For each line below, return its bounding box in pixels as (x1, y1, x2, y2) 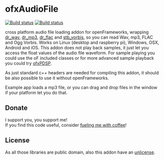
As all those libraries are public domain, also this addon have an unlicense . (5, 149, 156, 155)
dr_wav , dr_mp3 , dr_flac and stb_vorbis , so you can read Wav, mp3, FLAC (5, 34, 153, 40)
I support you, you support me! (5, 116, 68, 123)
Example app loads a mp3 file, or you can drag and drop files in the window (5, 84, 158, 90)
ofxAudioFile (5, 3, 59, 15)
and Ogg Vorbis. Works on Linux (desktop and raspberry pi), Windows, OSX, (5, 39, 160, 45)
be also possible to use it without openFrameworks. (5, 75, 109, 81)
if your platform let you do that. (5, 90, 68, 95)
